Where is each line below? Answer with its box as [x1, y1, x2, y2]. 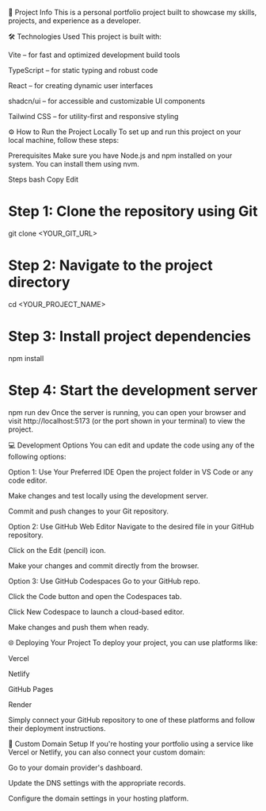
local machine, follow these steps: [8, 136, 120, 144]
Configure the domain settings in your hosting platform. [8, 794, 189, 803]
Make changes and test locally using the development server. [8, 490, 208, 500]
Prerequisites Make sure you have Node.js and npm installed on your [8, 151, 233, 160]
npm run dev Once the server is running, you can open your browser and [8, 407, 247, 417]
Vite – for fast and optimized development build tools [8, 50, 180, 60]
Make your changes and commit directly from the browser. [8, 560, 199, 571]
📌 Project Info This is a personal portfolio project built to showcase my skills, [8, 8, 257, 17]
